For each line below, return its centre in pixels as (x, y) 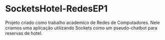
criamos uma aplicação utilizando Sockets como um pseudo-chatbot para (81, 27)
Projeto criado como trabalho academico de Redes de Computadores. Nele (82, 22)
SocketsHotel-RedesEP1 (56, 9)
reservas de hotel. (24, 33)
